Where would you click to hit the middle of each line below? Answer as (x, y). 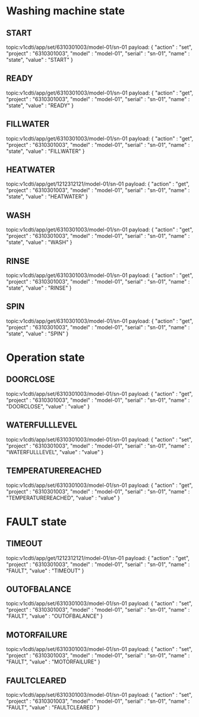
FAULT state (37, 522)
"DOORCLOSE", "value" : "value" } (48, 406)
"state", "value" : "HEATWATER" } (47, 197)
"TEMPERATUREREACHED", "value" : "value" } (63, 498)
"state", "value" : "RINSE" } (39, 288)
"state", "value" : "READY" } (40, 105)
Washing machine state (66, 11)
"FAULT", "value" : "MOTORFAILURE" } (53, 662)
